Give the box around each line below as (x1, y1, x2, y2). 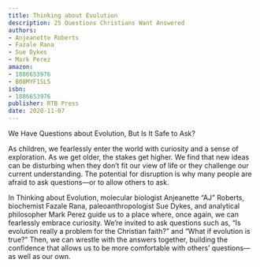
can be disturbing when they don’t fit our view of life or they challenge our (8, 161, 250, 170)
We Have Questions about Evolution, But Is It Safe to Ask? (8, 129, 195, 138)
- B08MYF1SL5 (8, 77, 51, 85)
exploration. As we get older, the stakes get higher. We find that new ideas (8, 152, 250, 162)
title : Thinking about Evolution (8, 11, 118, 20)
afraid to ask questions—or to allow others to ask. (8, 178, 169, 186)
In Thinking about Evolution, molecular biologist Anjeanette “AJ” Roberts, (8, 193, 244, 202)
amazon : (8, 63, 34, 71)
